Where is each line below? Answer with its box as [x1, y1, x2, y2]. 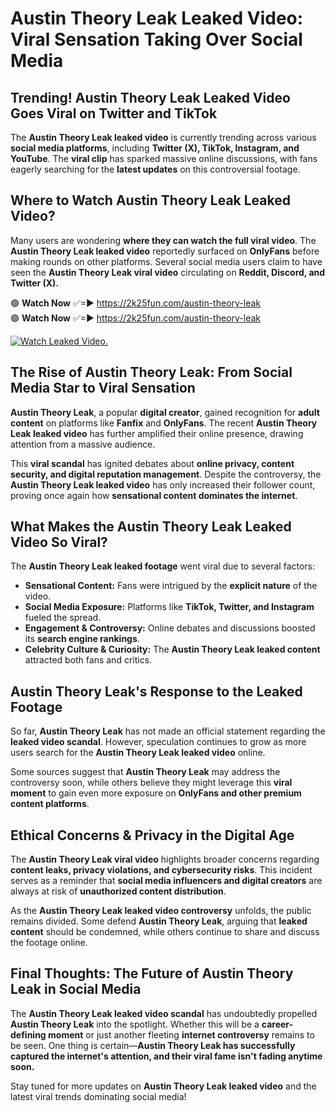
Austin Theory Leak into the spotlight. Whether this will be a [10, 1018, 260, 1030]
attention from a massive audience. [10, 438, 156, 450]
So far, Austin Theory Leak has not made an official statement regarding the [10, 725, 326, 737]
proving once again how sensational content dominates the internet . [10, 489, 298, 501]
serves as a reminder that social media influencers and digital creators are [10, 875, 323, 887]
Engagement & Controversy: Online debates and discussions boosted [24, 622, 316, 634]
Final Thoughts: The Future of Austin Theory [10, 965, 294, 982]
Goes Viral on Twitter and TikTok [10, 105, 218, 122]
